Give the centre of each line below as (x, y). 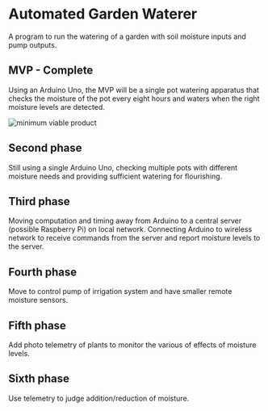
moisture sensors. (38, 300)
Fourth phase (43, 272)
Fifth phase (38, 325)
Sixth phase (39, 379)
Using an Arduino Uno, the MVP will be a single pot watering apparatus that (134, 90)
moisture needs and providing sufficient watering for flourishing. (115, 176)
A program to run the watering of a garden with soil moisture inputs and (127, 36)
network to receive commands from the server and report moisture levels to (134, 238)
